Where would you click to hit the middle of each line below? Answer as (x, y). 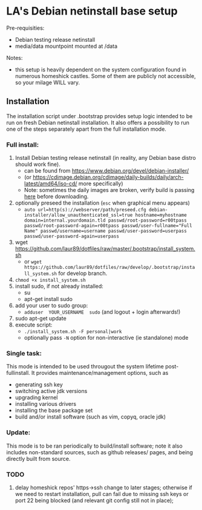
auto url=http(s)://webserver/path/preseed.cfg (85, 210)
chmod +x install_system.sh (50, 280)
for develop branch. (83, 273)
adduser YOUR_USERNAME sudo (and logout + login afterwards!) (102, 312)
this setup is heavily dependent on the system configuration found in (100, 69)
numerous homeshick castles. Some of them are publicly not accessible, (105, 76)
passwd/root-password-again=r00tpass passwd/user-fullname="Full (108, 226)
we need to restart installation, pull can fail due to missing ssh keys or (102, 494)
